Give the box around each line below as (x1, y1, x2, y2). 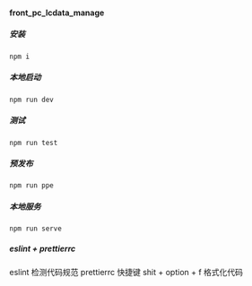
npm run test (9, 138, 58, 147)
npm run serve (9, 224, 63, 233)
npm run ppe (9, 181, 54, 190)
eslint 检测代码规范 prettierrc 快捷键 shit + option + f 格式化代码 (9, 267, 244, 278)
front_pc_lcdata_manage (9, 7, 105, 18)
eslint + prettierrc (9, 243, 76, 255)
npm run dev (9, 95, 54, 104)
